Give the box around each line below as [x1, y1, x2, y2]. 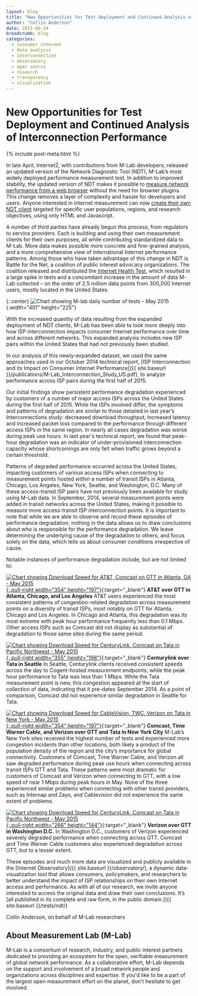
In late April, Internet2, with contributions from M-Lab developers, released [6, 161, 188, 168]
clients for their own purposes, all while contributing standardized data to [6, 236, 184, 243]
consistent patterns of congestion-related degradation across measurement [6, 598, 191, 606]
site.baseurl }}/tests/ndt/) [6, 902, 68, 909]
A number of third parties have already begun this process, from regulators [6, 223, 189, 231]
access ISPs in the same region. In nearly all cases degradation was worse [6, 426, 187, 433]
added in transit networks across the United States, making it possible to [6, 500, 183, 507]
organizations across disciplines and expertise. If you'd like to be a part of [6, 971, 186, 978]
